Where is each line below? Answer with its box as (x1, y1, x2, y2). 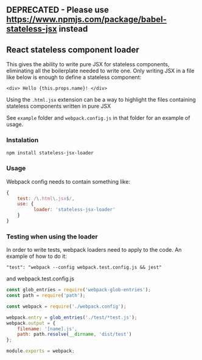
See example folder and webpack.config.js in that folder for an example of (6, 114, 190, 122)
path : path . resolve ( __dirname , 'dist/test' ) (17, 331, 132, 337)
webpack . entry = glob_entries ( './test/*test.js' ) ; (6, 314, 138, 320)
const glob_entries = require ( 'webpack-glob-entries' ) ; (6, 287, 151, 293)
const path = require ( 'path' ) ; (6, 292, 86, 299)
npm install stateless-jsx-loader (6, 150, 94, 156)
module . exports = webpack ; (6, 348, 75, 355)
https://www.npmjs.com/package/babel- (6, 15, 167, 25)
